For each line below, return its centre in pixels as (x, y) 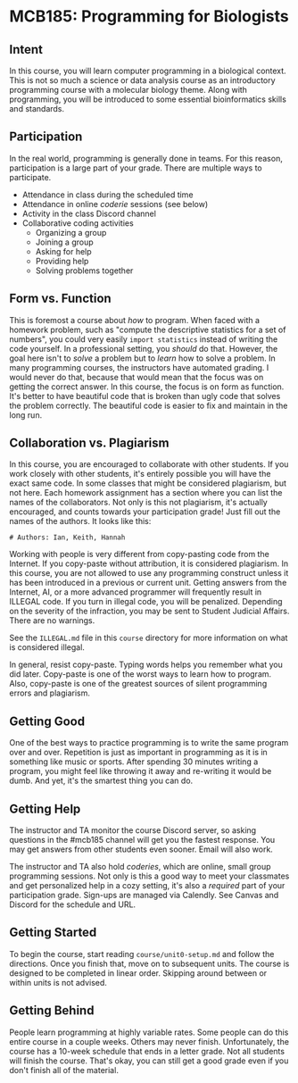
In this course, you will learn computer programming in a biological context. (148, 71)
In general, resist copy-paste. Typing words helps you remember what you (146, 665)
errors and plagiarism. (50, 693)
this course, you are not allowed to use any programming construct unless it (149, 573)
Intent (26, 50)
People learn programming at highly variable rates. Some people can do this (149, 1032)
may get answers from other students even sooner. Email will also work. (141, 849)
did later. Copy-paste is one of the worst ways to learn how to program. (141, 674)
